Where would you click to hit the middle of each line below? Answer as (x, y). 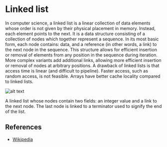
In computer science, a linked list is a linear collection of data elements (78, 23)
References (23, 127)
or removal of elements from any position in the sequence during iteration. (82, 55)
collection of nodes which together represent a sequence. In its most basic (82, 39)
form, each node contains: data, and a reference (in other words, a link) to (81, 44)
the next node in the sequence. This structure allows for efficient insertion (81, 49)
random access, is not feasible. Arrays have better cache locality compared (83, 76)
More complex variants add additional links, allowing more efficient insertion (83, 60)
